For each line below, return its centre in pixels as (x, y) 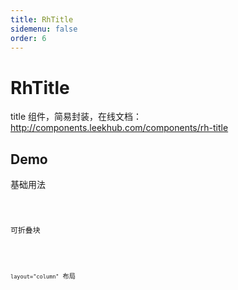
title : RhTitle (42, 19)
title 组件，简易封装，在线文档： (76, 117)
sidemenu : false (44, 29)
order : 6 (28, 38)
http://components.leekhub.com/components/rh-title (119, 128)
